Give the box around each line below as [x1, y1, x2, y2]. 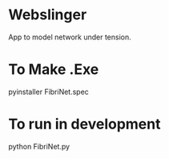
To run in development [8, 115, 161, 133]
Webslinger [8, 6, 87, 24]
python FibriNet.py [8, 141, 70, 151]
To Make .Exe [8, 60, 99, 79]
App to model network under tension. [8, 32, 132, 42]
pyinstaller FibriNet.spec [8, 87, 90, 96]
